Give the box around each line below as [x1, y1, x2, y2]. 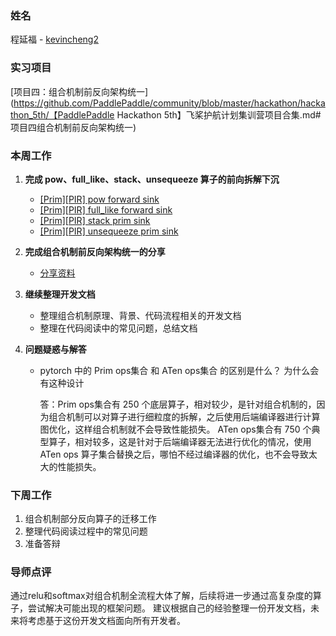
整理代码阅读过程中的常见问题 [24, 525, 148, 537]
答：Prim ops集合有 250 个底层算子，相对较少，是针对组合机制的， [39, 398, 317, 410]
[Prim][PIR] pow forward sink [39, 193, 160, 205]
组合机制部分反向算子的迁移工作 [24, 513, 157, 525]
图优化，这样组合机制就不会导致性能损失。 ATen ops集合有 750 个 [39, 423, 312, 435]
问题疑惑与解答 [24, 343, 87, 355]
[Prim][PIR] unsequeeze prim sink [39, 225, 179, 237]
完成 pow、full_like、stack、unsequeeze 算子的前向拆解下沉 [24, 173, 280, 185]
